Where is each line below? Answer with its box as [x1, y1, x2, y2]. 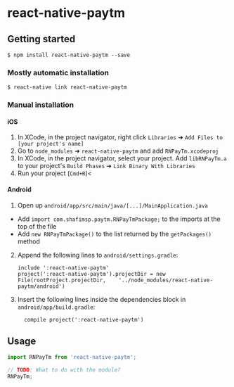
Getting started [7, 33, 76, 45]
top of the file [17, 222, 57, 230]
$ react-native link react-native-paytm [7, 84, 128, 91]
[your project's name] [17, 141, 84, 148]
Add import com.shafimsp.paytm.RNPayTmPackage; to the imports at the [17, 215, 221, 223]
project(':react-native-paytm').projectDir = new [17, 270, 167, 277]
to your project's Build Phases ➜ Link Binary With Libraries [17, 162, 195, 170]
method [17, 237, 41, 246]
